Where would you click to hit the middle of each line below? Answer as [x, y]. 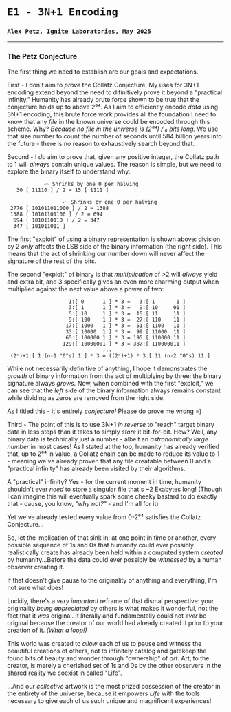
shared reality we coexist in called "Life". [65, 673]
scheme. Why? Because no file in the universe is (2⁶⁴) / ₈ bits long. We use [113, 129]
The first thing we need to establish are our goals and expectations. [103, 72]
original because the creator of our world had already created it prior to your [115, 622]
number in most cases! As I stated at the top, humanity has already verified [113, 446]
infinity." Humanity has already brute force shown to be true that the [103, 99]
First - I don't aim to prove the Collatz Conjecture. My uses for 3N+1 [103, 85]
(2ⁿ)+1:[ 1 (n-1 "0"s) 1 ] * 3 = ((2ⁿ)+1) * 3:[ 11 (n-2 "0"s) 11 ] [110, 356]
